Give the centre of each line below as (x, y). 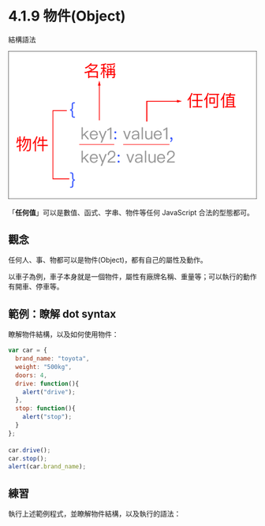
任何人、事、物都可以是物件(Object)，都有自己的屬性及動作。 (108, 260)
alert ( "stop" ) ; (47, 417)
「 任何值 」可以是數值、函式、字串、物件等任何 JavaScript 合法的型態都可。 (131, 212)
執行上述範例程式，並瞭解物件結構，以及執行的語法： (95, 514)
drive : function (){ (47, 383)
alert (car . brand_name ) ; (47, 467)
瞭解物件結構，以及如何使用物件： (63, 334)
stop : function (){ (46, 408)
